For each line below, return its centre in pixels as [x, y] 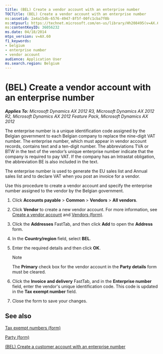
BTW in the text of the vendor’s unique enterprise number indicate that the [79, 152]
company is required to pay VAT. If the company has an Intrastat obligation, [80, 157]
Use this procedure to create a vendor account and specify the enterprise [79, 186]
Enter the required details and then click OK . [56, 248]
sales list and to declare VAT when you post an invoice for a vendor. [73, 176]
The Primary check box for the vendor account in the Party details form [84, 267]
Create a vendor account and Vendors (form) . [57, 215]
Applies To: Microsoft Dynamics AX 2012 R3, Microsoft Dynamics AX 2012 [80, 111]
